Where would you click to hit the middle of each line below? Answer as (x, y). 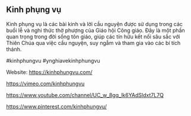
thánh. (14, 49)
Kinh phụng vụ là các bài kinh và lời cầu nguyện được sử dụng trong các (94, 24)
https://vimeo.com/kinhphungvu (45, 83)
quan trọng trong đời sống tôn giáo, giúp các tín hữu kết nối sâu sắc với (93, 36)
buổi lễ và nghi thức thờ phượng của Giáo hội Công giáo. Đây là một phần (95, 30)
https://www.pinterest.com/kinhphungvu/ (56, 107)
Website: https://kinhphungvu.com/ (50, 72)
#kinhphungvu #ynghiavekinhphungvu (53, 60)
